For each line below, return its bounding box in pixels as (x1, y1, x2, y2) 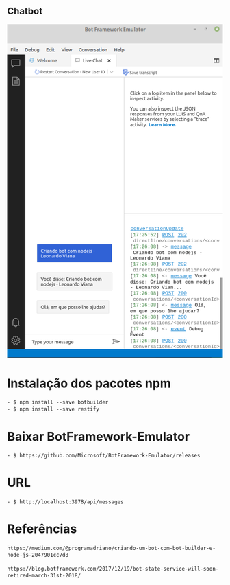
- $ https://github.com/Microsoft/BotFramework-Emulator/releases (7, 452, 201, 459)
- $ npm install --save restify (7, 406, 99, 413)
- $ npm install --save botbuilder (7, 399, 109, 406)
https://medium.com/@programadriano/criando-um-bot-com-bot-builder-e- (7, 545, 216, 552)
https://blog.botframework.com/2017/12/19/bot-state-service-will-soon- (7, 566, 219, 573)
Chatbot (7, 5, 43, 17)
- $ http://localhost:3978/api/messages (7, 498, 125, 505)
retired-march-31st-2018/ (7, 573, 81, 580)
